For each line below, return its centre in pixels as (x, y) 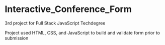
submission (17, 38)
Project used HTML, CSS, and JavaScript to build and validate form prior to (82, 32)
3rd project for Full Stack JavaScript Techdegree (55, 23)
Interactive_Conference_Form (68, 9)
